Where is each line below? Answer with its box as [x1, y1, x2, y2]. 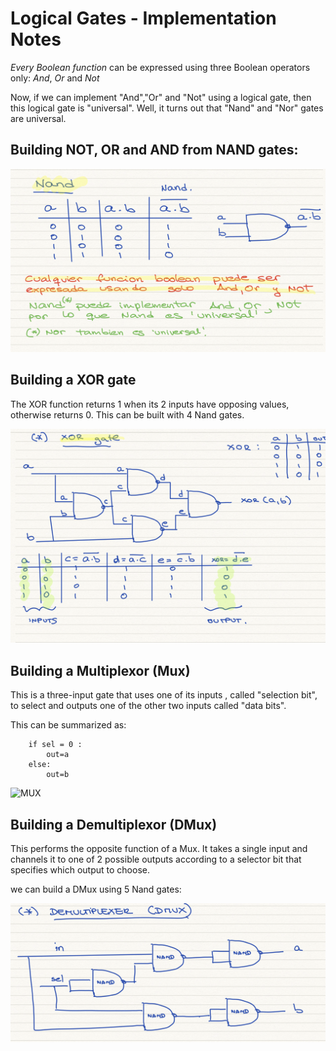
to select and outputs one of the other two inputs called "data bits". [10, 700, 287, 712]
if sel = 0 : [28, 740, 83, 750]
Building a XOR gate [10, 372, 137, 389]
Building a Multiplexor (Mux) [10, 662, 191, 679]
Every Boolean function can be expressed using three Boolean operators [10, 61, 311, 73]
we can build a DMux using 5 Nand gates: [10, 883, 182, 896]
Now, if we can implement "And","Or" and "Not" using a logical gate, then [10, 91, 312, 103]
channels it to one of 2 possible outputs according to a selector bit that [10, 853, 302, 866]
